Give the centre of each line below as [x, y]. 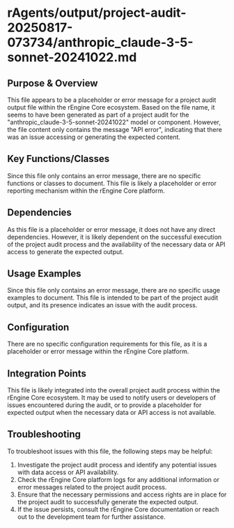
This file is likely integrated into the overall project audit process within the [114, 390]
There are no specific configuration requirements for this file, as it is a [107, 344]
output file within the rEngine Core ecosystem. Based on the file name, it [111, 107]
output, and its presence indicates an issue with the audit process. [102, 305]
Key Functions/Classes [58, 159]
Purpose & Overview [53, 83]
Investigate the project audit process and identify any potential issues [117, 464]
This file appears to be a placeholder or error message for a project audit [112, 100]
